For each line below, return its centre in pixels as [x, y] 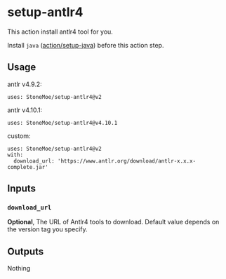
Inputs [22, 189]
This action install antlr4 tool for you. [60, 32]
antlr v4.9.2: [25, 84]
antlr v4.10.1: [25, 110]
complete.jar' [28, 167]
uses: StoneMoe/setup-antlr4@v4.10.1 [62, 123]
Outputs [26, 251]
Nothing [19, 268]
